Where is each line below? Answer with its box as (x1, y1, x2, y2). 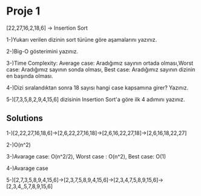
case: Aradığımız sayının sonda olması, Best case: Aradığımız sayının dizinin (6, 65, 196, 73)
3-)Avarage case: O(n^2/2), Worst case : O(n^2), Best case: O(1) (6, 152, 166, 160)
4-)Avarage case (6, 165, 48, 172)
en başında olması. (6, 72, 53, 79)
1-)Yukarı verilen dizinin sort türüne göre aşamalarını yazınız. (6, 36, 157, 43)
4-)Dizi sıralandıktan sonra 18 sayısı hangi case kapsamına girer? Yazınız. (6, 83, 189, 91)
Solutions (6, 113, 44, 123)
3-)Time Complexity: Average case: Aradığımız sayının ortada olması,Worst (6, 59, 194, 67)
